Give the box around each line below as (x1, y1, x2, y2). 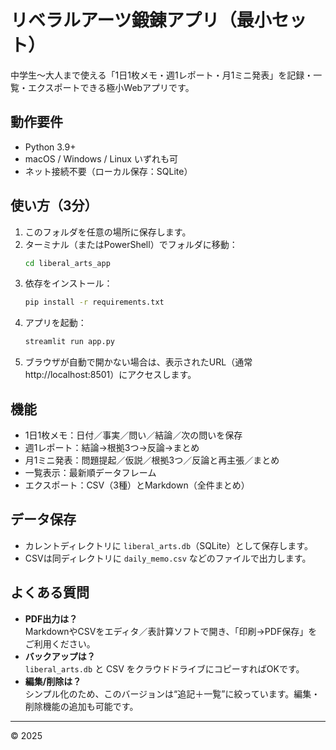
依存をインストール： (24, 277, 113, 290)
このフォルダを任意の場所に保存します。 (24, 226, 192, 238)
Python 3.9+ (24, 141, 77, 153)
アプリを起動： (24, 317, 87, 329)
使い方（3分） (10, 197, 98, 215)
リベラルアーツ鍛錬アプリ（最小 (10, 9, 272, 32)
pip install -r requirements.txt (24, 297, 165, 308)
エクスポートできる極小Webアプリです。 (27, 81, 195, 93)
